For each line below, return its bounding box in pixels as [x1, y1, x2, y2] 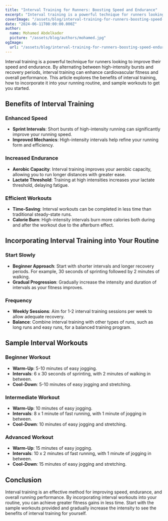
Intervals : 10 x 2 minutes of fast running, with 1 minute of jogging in [12, 450, 151, 457]
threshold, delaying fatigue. [12, 182, 69, 188]
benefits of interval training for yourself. [5, 510, 87, 516]
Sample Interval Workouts [5, 339, 88, 347]
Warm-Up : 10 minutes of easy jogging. [12, 405, 92, 411]
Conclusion [5, 475, 42, 484]
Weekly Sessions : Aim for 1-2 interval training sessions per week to [12, 308, 152, 314]
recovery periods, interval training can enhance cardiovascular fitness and [5, 69, 158, 75]
